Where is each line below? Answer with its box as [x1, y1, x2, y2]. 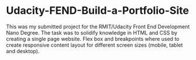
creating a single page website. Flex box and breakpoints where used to [6, 35, 180, 42]
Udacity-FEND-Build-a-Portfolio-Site [6, 4, 189, 17]
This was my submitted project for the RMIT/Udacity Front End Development [6, 23, 190, 30]
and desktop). [6, 47, 40, 54]
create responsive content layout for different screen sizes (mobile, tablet [6, 42, 183, 48]
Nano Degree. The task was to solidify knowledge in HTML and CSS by [6, 29, 177, 36]
